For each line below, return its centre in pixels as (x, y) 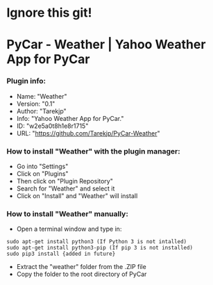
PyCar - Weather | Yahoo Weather (106, 45)
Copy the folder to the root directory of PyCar (82, 274)
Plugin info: (26, 81)
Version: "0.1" (36, 104)
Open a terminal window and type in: (69, 229)
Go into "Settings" (42, 166)
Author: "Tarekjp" (41, 111)
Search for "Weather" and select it (66, 188)
